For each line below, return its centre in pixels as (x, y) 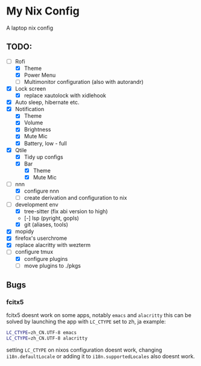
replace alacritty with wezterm (53, 245)
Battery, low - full (46, 143)
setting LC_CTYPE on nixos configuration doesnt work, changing (84, 350)
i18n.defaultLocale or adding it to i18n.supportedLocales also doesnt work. (101, 356)
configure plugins (46, 258)
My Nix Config (43, 11)
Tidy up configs (43, 157)
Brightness (37, 130)
